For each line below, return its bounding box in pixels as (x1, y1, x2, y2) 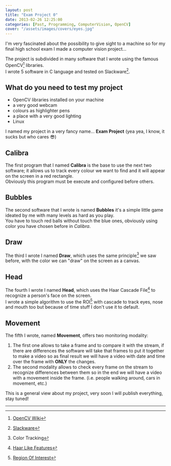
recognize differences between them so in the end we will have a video (12, 369, 162, 376)
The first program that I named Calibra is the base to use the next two (5, 162, 152, 169)
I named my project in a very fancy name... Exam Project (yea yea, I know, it (5, 128, 165, 134)
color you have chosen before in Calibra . (5, 223, 91, 229)
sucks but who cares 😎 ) (5, 134, 57, 140)
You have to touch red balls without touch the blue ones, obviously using (5, 218, 158, 224)
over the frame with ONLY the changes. (12, 359, 96, 365)
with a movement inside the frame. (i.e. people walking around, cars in (12, 375, 160, 381)
